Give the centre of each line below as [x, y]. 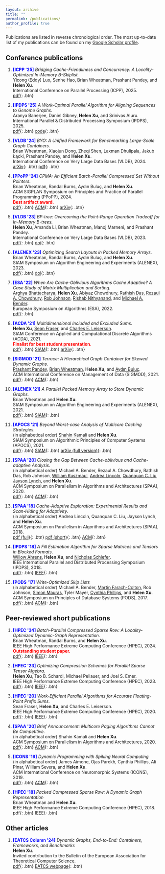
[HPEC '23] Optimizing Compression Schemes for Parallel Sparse [79, 665]
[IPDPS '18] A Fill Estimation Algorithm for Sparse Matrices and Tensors [85, 547]
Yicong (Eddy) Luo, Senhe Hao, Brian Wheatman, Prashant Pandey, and [85, 80]
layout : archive [22, 10]
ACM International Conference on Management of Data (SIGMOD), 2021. [86, 375]
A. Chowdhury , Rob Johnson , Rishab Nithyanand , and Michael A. [78, 298]
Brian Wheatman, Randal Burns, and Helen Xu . [60, 640]
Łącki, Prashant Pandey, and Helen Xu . [52, 156]
